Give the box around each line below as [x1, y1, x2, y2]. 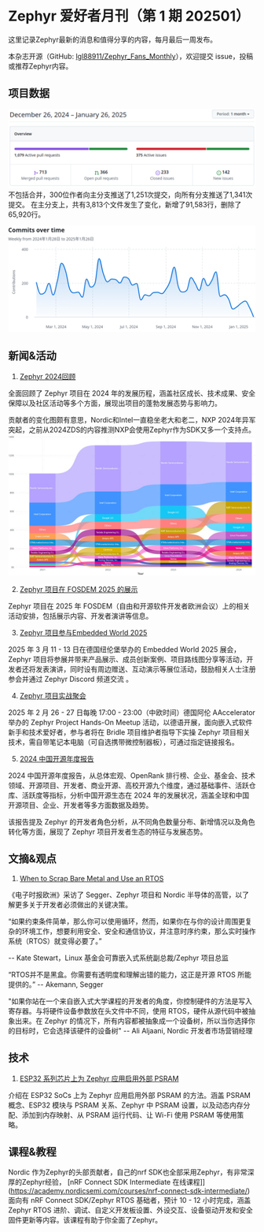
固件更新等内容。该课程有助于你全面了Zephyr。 [8, 1215, 163, 1225]
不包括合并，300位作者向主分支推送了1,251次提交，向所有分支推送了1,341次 [8, 190, 253, 199]
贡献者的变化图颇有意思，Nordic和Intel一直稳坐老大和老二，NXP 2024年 [8, 415, 242, 424]
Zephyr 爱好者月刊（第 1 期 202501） [8, 7, 250, 25]
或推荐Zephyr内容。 [8, 61, 73, 71]
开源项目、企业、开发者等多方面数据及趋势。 [8, 801, 153, 810]
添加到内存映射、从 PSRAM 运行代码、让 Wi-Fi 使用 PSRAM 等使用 [21, 1110, 237, 1119]
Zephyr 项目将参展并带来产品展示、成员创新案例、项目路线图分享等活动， [8, 655, 247, 664]
